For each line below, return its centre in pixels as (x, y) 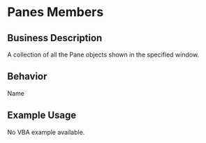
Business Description (55, 38)
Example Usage (42, 115)
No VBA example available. (46, 132)
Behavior (27, 76)
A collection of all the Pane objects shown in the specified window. (103, 54)
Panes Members (56, 12)
